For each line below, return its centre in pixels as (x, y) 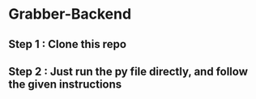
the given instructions (65, 84)
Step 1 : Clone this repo (68, 44)
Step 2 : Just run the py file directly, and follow (128, 71)
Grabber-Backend (70, 14)
